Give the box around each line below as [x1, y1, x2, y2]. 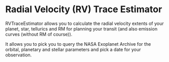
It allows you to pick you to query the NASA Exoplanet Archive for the [5, 41, 152, 47]
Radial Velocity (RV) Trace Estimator [5, 4, 162, 15]
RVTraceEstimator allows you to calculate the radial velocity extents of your [5, 20, 164, 26]
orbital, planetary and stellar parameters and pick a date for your [5, 46, 141, 52]
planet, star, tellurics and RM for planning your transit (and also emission [5, 25, 158, 32]
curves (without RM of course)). [5, 31, 73, 37]
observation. [5, 52, 32, 58]
